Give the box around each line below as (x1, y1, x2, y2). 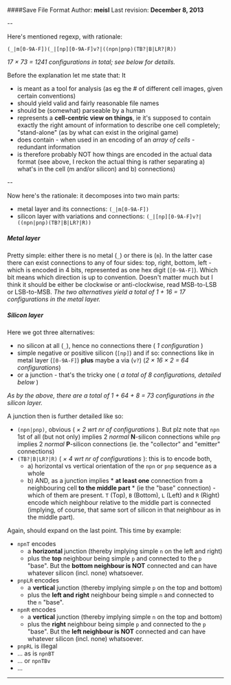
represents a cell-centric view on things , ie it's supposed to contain (16, 113, 211, 122)
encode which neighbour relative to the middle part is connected (27, 498, 211, 506)
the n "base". (27, 598, 64, 606)
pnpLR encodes (16, 576, 60, 584)
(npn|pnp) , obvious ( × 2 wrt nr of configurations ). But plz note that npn (16, 425, 220, 433)
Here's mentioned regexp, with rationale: (7, 32, 122, 41)
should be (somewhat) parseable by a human (16, 107, 146, 114)
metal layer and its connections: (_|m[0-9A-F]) (16, 205, 150, 213)
